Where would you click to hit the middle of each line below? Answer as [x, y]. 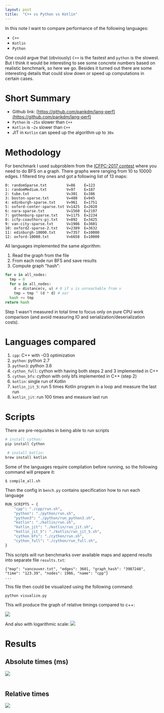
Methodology [33, 152]
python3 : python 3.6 [32, 366]
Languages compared [51, 342]
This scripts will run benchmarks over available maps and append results [79, 555]
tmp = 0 [17, 280]
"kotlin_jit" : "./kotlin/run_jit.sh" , [53, 527]
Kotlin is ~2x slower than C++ [41, 127]
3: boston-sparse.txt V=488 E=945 [50, 198]
